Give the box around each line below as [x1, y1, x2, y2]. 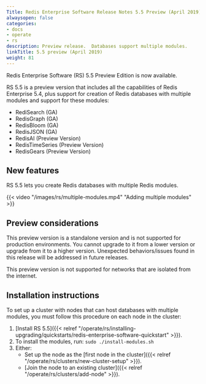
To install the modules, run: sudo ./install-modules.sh [15, 338, 154, 345]
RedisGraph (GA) [15, 115, 58, 122]
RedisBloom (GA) [15, 121, 59, 129]
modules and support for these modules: [6, 96, 109, 104]
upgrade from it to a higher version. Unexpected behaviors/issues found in [6, 247, 195, 255]
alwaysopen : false [6, 15, 53, 21]
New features [6, 165, 59, 176]
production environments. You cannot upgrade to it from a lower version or [6, 241, 196, 248]
